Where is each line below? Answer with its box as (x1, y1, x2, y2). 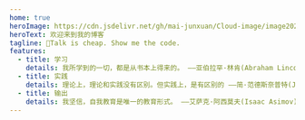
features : (9, 47, 47, 56)
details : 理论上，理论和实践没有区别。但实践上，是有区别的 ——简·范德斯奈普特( (25, 80, 292, 89)
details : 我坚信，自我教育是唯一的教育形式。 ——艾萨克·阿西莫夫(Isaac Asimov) (25, 97, 298, 106)
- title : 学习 (17, 55, 68, 64)
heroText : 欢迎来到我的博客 (9, 30, 104, 39)
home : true (9, 13, 51, 23)
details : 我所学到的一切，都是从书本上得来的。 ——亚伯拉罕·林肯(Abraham (25, 64, 274, 73)
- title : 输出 (17, 88, 68, 97)
